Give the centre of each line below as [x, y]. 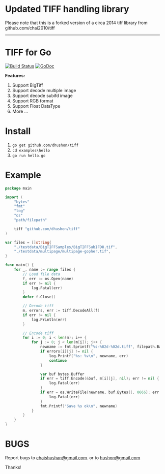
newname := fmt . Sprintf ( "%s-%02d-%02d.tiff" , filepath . [98, 347]
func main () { [20, 265]
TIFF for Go [28, 52]
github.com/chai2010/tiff [30, 28]
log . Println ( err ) [49, 319]
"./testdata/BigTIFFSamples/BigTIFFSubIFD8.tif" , [66, 247]
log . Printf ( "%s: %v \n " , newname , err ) [89, 356]
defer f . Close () [39, 297]
